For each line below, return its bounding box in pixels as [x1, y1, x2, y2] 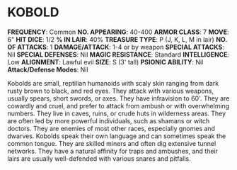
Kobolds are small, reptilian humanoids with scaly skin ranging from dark [7, 79, 219, 87]
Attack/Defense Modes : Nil [7, 65, 88, 74]
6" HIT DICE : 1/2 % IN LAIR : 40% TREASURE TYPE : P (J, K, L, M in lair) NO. [7, 35, 228, 43]
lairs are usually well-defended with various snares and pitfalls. [7, 154, 191, 163]
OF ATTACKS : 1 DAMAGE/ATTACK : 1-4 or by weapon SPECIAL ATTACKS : [7, 42, 224, 51]
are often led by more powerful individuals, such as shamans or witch [7, 116, 210, 125]
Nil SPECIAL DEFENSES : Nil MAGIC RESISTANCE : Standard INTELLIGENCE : [7, 50, 230, 59]
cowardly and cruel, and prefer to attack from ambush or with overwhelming [7, 101, 230, 110]
